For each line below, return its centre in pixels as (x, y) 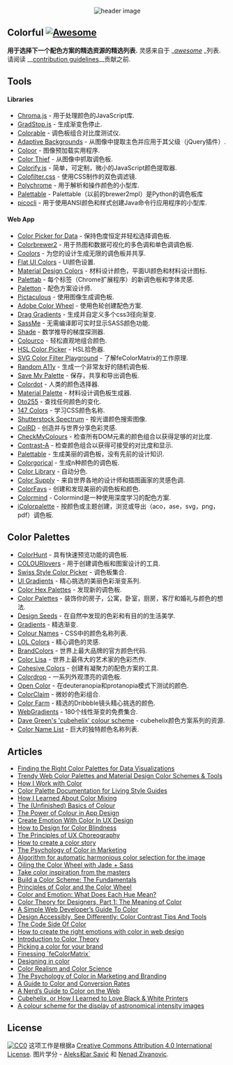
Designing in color (43, 961)
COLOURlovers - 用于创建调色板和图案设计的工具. (89, 564)
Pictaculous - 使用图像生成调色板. (66, 297)
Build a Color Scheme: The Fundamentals (77, 880)
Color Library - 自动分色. (53, 471)
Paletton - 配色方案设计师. (55, 288)
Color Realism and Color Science (65, 969)
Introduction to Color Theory (58, 939)
